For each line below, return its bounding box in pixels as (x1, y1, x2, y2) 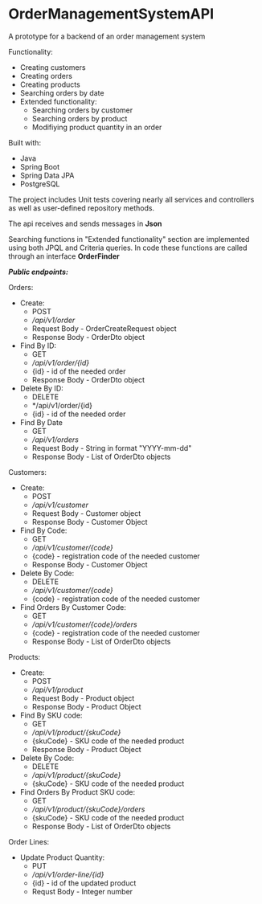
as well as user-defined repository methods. (8, 202, 155, 213)
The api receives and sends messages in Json (8, 219, 162, 228)
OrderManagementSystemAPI (8, 5, 215, 23)
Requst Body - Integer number (31, 886, 133, 896)
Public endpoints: (8, 267, 69, 276)
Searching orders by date (19, 88, 104, 97)
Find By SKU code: (19, 710, 83, 720)
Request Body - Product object (31, 693, 135, 703)
